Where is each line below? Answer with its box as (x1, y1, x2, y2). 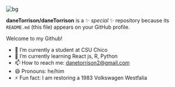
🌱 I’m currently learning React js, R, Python (14, 53, 118, 59)
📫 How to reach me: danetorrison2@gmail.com (14, 59, 130, 66)
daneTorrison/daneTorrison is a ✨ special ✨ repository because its (6, 17, 170, 24)
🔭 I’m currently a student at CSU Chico (14, 46, 108, 53)
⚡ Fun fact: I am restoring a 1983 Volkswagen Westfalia (14, 74, 147, 81)
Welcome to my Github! (6, 35, 63, 42)
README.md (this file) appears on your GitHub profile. (6, 24, 130, 31)
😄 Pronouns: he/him (14, 68, 64, 75)
